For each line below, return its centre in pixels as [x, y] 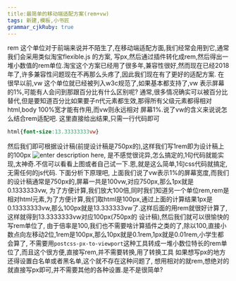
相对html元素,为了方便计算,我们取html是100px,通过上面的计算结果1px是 [110, 199]
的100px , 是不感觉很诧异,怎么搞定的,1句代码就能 [113, 155]
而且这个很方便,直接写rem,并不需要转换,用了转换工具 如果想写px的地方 [124, 252]
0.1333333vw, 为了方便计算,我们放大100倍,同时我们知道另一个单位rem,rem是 [118, 191]
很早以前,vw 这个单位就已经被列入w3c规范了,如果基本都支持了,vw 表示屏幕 [116, 83]
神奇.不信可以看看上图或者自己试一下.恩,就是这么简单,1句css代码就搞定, [124, 164]
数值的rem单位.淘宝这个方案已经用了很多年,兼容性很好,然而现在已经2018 [124, 66]
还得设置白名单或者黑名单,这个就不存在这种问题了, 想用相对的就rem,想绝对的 [118, 261]
